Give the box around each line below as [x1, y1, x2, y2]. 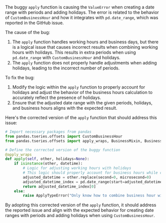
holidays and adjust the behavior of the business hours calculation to [12, 90, 153, 95]
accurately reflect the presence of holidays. [12, 95, 101, 100]
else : [14, 189, 26, 193]
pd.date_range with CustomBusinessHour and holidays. [12, 55, 121, 61]
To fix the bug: [5, 75, 35, 80]
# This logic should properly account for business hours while [23, 170, 158, 175]
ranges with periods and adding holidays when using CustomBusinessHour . [5, 213, 155, 219]
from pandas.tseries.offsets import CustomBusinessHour [5, 134, 123, 139]
